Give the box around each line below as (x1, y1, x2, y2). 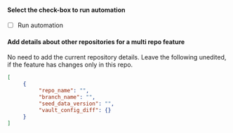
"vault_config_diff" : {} (38, 106, 112, 113)
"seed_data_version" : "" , (38, 100, 114, 107)
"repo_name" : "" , (38, 87, 90, 94)
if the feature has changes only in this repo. (7, 60, 133, 69)
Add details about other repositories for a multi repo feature (7, 37, 185, 45)
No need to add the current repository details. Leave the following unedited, (7, 53, 227, 62)
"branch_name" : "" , (38, 94, 96, 101)
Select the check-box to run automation (7, 6, 126, 14)
